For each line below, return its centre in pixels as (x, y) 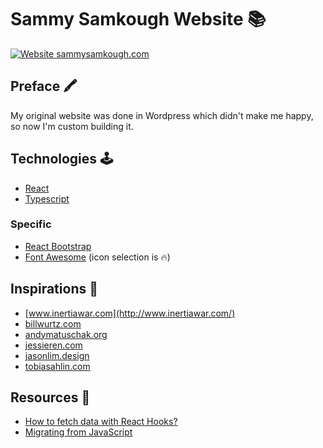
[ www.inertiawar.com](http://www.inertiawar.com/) (130, 313)
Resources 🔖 (50, 397)
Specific (31, 224)
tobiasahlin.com (57, 366)
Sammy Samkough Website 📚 (138, 19)
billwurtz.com (53, 323)
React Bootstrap (58, 246)
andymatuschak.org (66, 334)
